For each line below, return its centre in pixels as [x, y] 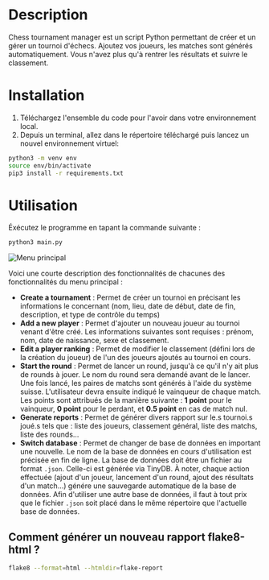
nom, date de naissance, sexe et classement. [94, 341]
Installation [47, 95]
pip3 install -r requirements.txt [66, 173]
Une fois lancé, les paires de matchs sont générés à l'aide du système [136, 383]
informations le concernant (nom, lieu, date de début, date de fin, [128, 306]
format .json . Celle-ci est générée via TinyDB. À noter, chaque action [135, 469]
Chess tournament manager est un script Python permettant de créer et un [132, 37]
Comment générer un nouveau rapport [107, 537]
